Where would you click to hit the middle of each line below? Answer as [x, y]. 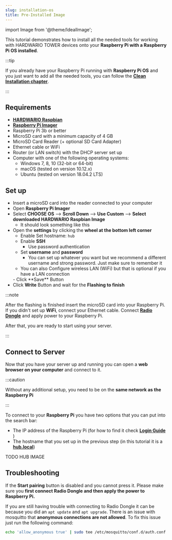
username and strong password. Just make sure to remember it [95, 263]
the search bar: [21, 420]
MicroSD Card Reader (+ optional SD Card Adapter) [67, 141]
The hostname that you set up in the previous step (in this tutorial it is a [88, 441]
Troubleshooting [33, 473]
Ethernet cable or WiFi [36, 147]
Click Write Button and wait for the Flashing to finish [69, 285]
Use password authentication [59, 247]
